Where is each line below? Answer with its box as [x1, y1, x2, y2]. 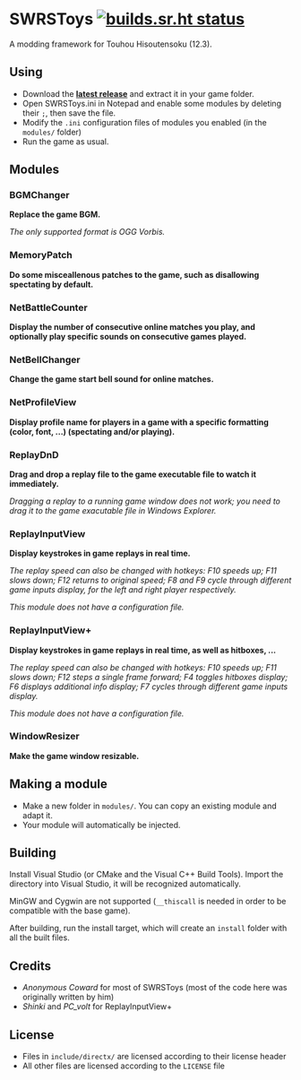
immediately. [9, 478, 60, 488]
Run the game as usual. [21, 135, 109, 147]
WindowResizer [9, 730, 80, 743]
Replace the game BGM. [9, 209, 101, 220]
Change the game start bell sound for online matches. [9, 374, 214, 384]
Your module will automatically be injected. [21, 819, 181, 830]
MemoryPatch [9, 249, 73, 262]
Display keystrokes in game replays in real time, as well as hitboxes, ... [9, 644, 276, 655]
